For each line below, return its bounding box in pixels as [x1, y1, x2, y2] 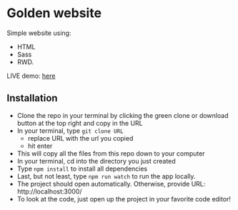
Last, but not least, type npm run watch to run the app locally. [16, 171, 196, 180]
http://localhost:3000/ [16, 187, 82, 196]
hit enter [27, 141, 53, 150]
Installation [6, 92, 58, 104]
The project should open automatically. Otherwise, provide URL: [16, 179, 206, 188]
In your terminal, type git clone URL [16, 126, 124, 135]
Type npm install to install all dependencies [16, 164, 148, 173]
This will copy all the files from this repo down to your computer [16, 149, 205, 158]
